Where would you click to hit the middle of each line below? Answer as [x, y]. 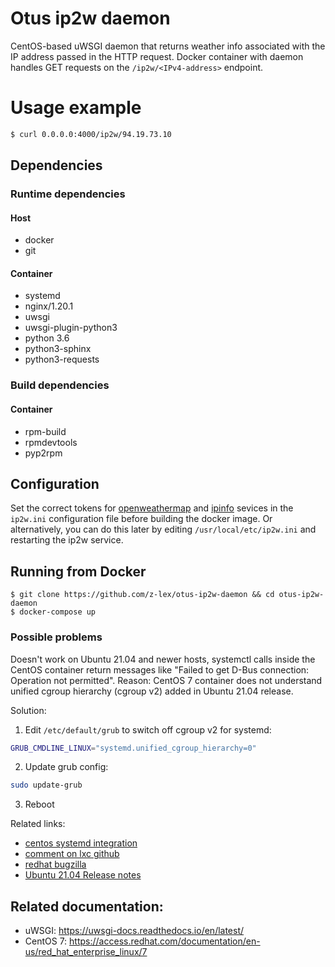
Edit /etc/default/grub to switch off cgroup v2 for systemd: [148, 729]
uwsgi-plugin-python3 [71, 328]
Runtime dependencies [68, 194]
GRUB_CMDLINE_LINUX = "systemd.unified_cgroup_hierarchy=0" [133, 748]
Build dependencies [60, 385]
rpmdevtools [51, 442]
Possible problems [56, 637]
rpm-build [45, 431]
